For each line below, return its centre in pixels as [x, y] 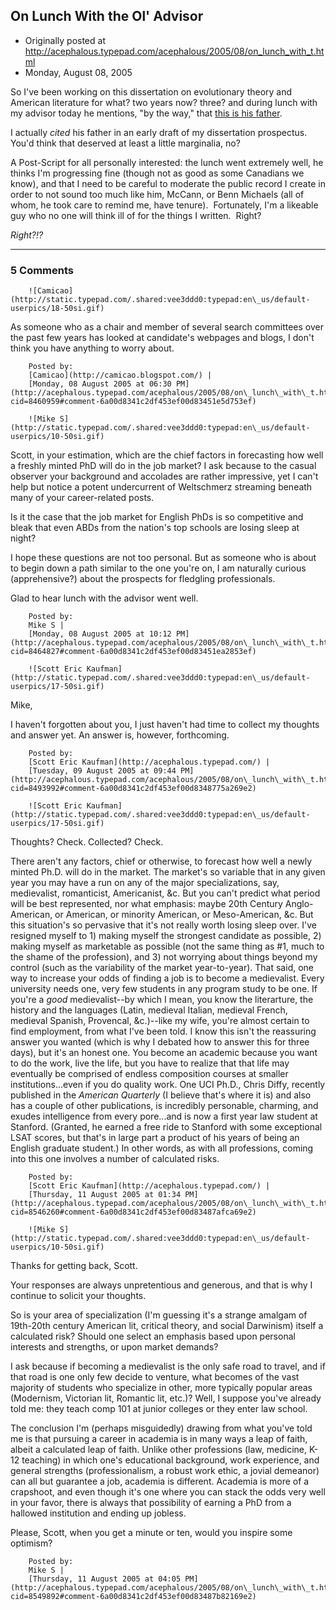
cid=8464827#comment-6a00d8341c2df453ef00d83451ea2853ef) [133, 652]
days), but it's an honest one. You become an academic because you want [164, 1053]
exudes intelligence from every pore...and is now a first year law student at [164, 1116]
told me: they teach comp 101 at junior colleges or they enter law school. [159, 1409]
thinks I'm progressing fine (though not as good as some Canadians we [157, 173]
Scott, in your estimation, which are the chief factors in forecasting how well [167, 455]
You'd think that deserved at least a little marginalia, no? [125, 143]
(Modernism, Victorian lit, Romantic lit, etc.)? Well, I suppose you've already [166, 1398]
